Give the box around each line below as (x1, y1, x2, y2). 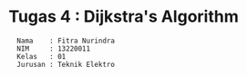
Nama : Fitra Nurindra (16, 36, 116, 45)
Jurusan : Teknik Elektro (16, 60, 116, 69)
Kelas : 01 (16, 52, 67, 61)
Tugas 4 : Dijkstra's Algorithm (8, 6, 239, 27)
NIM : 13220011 (16, 43, 91, 53)
